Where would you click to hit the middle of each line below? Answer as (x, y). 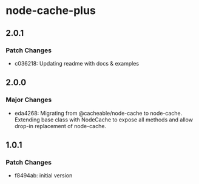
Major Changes (29, 100)
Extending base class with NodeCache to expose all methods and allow (104, 120)
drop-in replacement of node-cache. (60, 126)
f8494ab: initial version (43, 175)
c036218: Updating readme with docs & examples (77, 63)
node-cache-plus (51, 11)
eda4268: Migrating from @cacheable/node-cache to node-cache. (98, 113)
